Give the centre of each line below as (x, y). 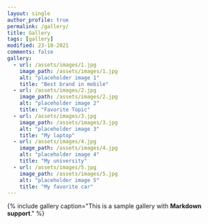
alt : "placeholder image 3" (59, 129)
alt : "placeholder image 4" (59, 155)
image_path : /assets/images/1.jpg (69, 71)
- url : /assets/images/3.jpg (55, 116)
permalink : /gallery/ (38, 26)
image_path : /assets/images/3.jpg (69, 122)
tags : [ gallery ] (30, 39)
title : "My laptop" (47, 135)
